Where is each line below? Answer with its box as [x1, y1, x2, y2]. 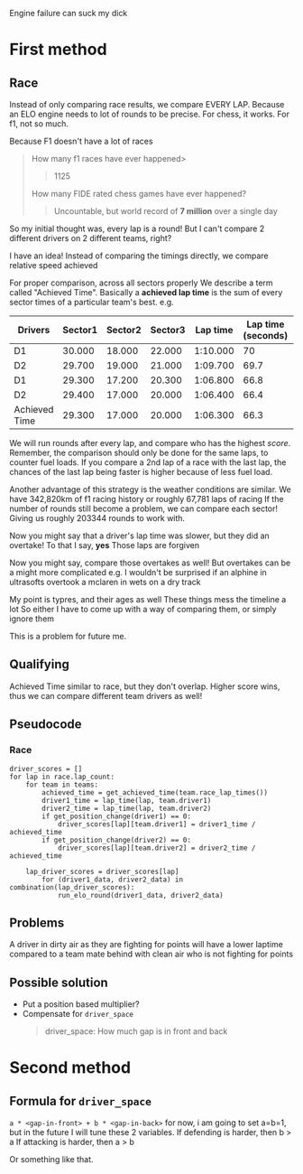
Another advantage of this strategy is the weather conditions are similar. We [9, 484, 291, 495]
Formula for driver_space [9, 1093, 151, 1109]
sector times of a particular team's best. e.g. [9, 297, 174, 307]
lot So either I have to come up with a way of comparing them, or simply [9, 604, 277, 614]
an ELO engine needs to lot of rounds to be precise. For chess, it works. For [9, 108, 290, 119]
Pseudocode [9, 717, 83, 732]
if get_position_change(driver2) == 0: [41, 835, 192, 844]
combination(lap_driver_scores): [9, 882, 135, 892]
